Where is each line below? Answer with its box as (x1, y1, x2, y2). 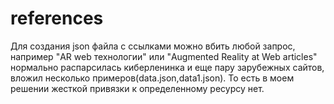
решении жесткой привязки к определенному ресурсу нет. (10, 82, 265, 94)
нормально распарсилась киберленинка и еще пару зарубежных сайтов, (10, 61, 325, 73)
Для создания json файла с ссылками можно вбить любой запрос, (10, 40, 296, 52)
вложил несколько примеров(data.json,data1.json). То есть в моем (10, 72, 295, 84)
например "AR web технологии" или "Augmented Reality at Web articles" (10, 50, 318, 62)
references (10, 7, 104, 30)
